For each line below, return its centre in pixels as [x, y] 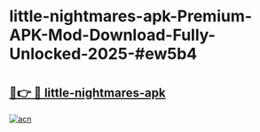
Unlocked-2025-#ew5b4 [103, 54]
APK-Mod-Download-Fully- [112, 35]
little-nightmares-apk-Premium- [131, 16]
